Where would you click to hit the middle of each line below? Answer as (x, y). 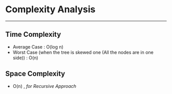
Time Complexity (33, 34)
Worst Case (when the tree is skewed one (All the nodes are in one (83, 52)
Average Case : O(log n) (38, 46)
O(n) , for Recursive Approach (45, 86)
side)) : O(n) (25, 58)
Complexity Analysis (50, 9)
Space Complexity (35, 74)
